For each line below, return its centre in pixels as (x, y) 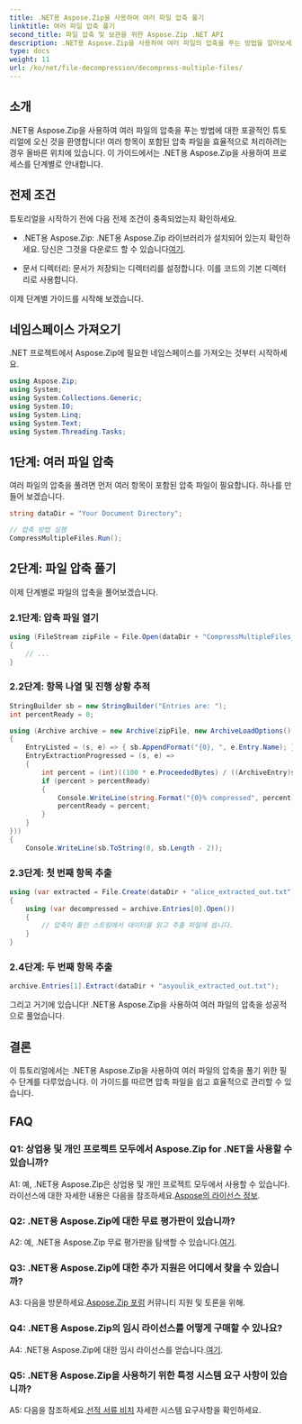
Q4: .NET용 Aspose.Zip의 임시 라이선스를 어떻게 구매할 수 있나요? (146, 1328)
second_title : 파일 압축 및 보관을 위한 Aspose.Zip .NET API (117, 34)
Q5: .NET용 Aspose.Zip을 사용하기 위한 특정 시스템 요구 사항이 (139, 1375)
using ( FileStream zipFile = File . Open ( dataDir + (104, 636)
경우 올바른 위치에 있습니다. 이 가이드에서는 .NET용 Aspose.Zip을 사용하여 (140, 152)
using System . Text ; (46, 423)
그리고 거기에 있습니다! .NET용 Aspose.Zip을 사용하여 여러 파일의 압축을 (136, 1005)
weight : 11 (30, 59)
